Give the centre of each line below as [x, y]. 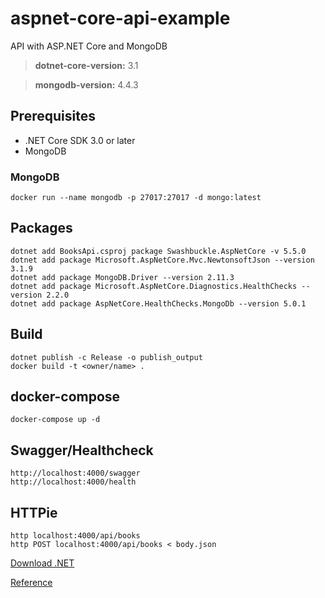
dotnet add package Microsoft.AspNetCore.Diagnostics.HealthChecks [154, 286]
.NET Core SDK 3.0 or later [80, 140]
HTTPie [34, 512]
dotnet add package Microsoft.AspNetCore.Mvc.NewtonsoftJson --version [162, 260]
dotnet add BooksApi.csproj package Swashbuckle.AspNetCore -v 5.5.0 [158, 251]
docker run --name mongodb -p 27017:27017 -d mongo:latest [136, 198]
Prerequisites [53, 116]
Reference [31, 583]
